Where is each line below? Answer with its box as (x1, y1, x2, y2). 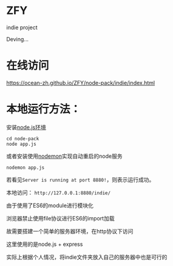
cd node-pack (6, 135, 39, 142)
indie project (6, 24, 38, 31)
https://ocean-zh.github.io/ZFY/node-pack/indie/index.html (6, 79, 155, 86)
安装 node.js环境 (6, 123, 47, 131)
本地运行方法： (6, 103, 81, 116)
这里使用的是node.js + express (6, 240, 83, 248)
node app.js (6, 141, 36, 147)
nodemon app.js (6, 165, 45, 171)
